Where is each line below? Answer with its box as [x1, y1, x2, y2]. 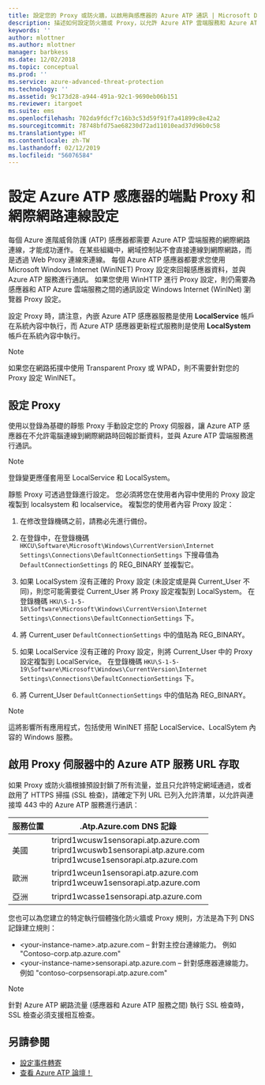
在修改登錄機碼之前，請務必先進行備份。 [19, 516, 151, 526]
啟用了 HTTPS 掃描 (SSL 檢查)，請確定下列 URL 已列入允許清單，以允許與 [8, 790, 247, 800]
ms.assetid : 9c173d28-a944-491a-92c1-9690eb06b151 [8, 93, 178, 100]
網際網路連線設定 [8, 207, 120, 225]
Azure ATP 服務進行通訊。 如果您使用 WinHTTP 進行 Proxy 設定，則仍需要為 [8, 274, 256, 285]
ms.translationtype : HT [8, 129, 87, 137]
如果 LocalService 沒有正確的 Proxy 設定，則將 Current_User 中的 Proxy [19, 647, 253, 656]
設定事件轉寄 [19, 1057, 62, 1068]
